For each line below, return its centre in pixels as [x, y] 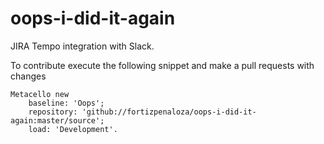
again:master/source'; [57, 120]
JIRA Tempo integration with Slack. [82, 46]
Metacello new [40, 94]
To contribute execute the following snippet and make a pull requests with [162, 65]
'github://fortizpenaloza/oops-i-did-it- [169, 112]
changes [28, 76]
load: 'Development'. [73, 129]
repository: [53, 112]
